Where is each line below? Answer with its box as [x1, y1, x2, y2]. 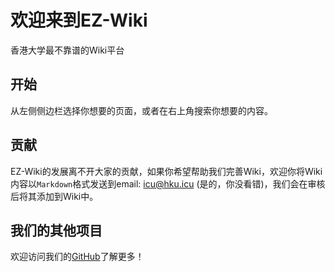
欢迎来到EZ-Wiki [10, 9, 148, 32]
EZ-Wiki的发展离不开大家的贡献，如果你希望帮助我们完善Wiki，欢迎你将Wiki [10, 165, 323, 177]
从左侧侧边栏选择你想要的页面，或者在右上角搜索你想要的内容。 [10, 104, 273, 116]
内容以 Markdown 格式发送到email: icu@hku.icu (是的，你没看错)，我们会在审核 [10, 177, 326, 190]
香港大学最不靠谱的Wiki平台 [10, 44, 125, 56]
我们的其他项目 [10, 222, 103, 239]
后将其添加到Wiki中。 [10, 190, 99, 202]
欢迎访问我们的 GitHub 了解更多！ [10, 251, 145, 263]
